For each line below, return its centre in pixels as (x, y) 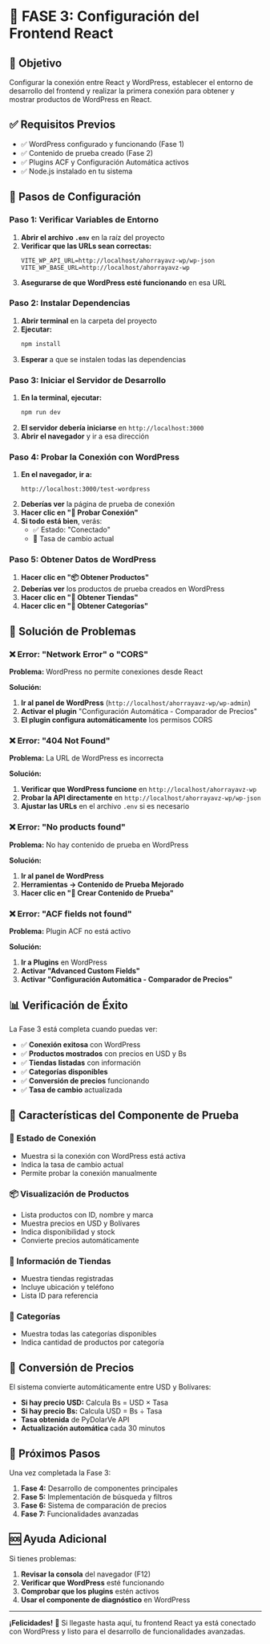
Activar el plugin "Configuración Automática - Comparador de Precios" (139, 712)
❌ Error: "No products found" (68, 827)
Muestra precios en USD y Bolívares (81, 1223)
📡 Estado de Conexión (53, 1138)
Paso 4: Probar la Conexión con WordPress (94, 457)
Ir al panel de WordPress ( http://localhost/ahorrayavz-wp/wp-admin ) (136, 703)
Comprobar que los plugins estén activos (90, 1591)
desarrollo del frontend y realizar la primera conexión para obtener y (122, 91)
